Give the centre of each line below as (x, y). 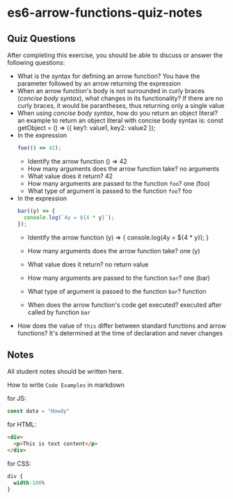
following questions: (36, 63)
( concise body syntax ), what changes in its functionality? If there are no (120, 98)
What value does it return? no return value (88, 264)
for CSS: (19, 464)
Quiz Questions (41, 39)
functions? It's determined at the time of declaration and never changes (120, 333)
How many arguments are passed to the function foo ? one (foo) (119, 183)
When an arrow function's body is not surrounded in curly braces (111, 91)
